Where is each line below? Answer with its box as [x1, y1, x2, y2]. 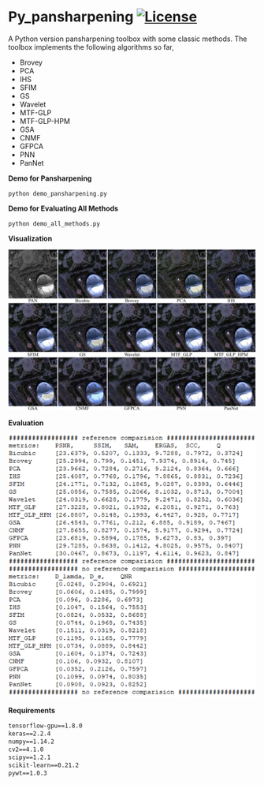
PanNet [19, 158, 45, 167]
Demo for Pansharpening [8, 174, 92, 183]
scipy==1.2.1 [8, 753, 51, 761]
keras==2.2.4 [8, 730, 51, 738]
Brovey [19, 58, 43, 67]
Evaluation [8, 418, 44, 428]
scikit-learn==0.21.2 [8, 761, 80, 769]
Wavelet [19, 99, 46, 109]
